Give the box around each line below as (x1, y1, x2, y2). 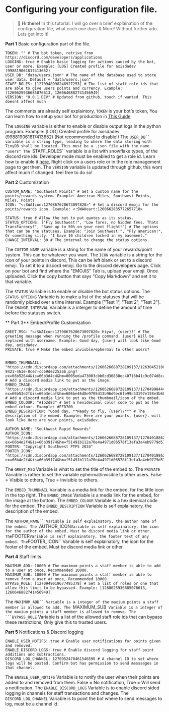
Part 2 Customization (5, 179, 49, 185)
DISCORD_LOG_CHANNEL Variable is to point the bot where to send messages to (5, 695, 162, 701)
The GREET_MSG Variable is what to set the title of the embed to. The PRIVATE (5, 466, 160, 472)
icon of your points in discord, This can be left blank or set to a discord (5, 257, 152, 263)
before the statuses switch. (5, 309, 62, 316)
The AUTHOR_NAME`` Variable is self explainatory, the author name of (5, 518, 157, 524)
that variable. (5, 279, 33, 285)
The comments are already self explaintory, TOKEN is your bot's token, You (5, 107, 157, 114)
